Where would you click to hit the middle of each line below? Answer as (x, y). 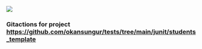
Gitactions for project (38, 24)
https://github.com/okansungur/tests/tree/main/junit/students (101, 32)
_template (21, 39)
